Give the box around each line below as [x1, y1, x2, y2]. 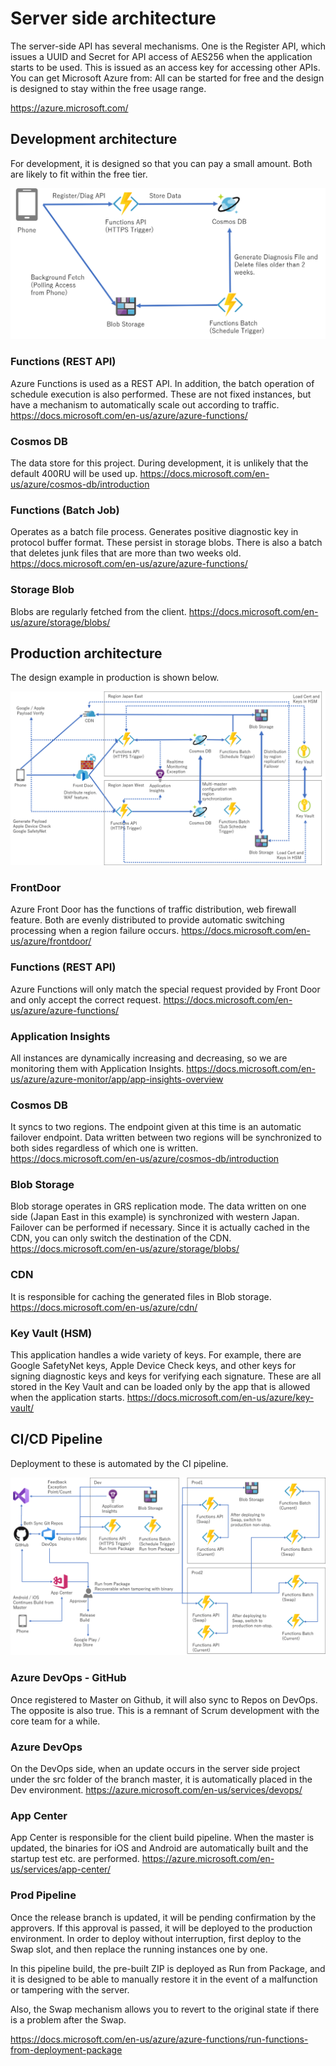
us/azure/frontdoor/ [10, 935, 92, 947]
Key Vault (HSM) [10, 1326, 93, 1340]
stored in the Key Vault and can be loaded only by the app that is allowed [10, 1381, 311, 1393]
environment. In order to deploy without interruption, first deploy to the [10, 1932, 302, 1944]
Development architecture [10, 131, 178, 148]
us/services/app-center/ [10, 1863, 111, 1876]
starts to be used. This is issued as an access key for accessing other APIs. [10, 61, 321, 73]
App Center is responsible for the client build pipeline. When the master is [10, 1832, 315, 1844]
